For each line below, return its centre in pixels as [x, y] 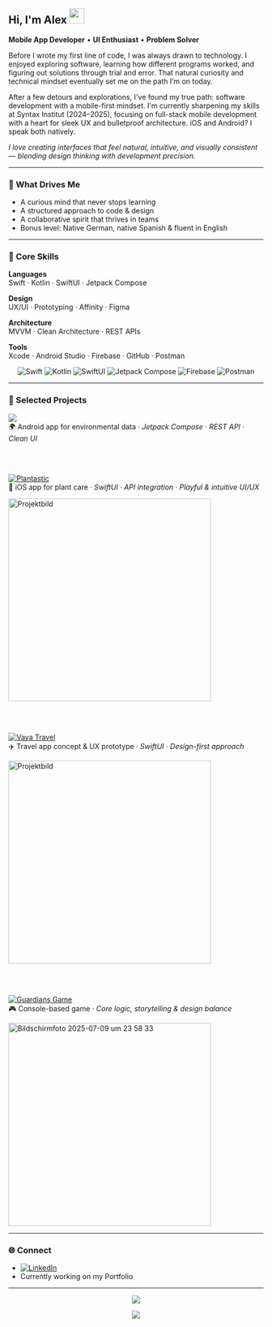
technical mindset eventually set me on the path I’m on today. [110, 81]
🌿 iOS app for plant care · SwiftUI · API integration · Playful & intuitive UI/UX [134, 487]
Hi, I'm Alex [38, 20]
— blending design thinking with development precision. [102, 156]
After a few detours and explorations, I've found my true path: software [127, 97]
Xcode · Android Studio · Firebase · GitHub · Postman [97, 356]
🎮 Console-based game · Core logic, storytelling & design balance [120, 1008]
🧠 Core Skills [34, 256]
